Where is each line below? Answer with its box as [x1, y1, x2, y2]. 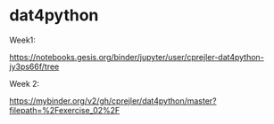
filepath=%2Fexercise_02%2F [9, 105, 120, 115]
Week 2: [9, 78, 40, 89]
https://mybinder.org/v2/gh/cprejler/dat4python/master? [9, 95, 217, 106]
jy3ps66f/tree [9, 61, 60, 72]
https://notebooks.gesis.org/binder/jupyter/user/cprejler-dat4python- [9, 51, 265, 62]
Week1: [9, 35, 36, 45]
